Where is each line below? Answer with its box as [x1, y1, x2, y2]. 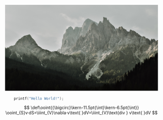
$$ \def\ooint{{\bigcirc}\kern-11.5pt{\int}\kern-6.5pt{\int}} [24, 105, 139, 111]
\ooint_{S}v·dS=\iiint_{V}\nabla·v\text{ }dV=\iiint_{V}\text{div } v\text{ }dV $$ [5, 110, 158, 116]
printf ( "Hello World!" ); [14, 96, 64, 101]
